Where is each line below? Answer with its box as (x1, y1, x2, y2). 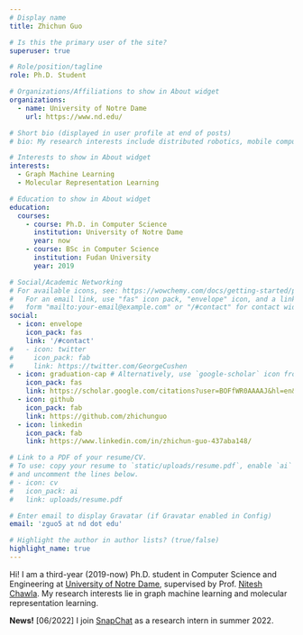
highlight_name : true (9, 544, 91, 554)
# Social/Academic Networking (9, 277, 124, 286)
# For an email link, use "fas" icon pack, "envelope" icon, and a (9, 295, 277, 304)
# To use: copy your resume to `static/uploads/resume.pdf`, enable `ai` (9, 461, 293, 471)
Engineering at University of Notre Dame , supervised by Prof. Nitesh (9, 578, 263, 589)
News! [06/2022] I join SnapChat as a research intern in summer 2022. (9, 614, 274, 626)
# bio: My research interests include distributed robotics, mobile (9, 137, 272, 146)
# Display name (9, 13, 67, 23)
